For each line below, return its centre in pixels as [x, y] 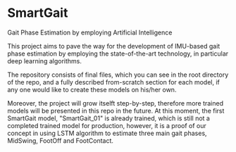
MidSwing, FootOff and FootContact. [61, 140]
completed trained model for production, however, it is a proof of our [107, 125]
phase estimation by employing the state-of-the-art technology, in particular [118, 53]
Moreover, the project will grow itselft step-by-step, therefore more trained [116, 103]
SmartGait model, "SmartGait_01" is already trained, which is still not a [108, 118]
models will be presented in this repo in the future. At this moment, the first [116, 110]
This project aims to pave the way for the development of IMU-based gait [114, 46]
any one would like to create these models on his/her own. [92, 89]
